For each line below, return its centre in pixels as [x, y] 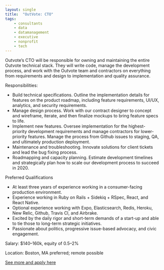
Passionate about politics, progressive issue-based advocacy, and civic [84, 228]
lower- [147, 131]
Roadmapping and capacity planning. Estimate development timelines [82, 157]
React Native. [26, 202]
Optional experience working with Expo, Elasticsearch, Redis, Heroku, [82, 208]
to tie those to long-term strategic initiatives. [57, 223]
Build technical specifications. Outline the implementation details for [81, 95]
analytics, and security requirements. [49, 105]
